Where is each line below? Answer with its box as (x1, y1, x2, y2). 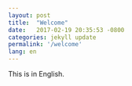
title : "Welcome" (8, 19, 68, 27)
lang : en (8, 48, 37, 56)
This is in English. (8, 70, 65, 78)
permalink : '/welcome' (8, 41, 82, 48)
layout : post (8, 11, 51, 20)
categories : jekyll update (8, 33, 97, 41)
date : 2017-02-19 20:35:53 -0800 (8, 26, 125, 34)
